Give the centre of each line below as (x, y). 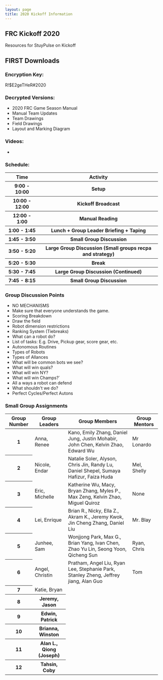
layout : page (18, 9)
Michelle (44, 497)
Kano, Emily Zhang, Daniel (98, 432)
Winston (49, 634)
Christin (44, 575)
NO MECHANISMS (31, 306)
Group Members (98, 421)
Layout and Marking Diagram (41, 129)
